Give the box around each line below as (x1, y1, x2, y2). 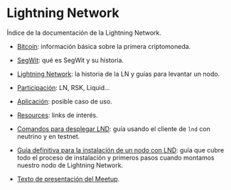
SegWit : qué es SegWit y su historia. (16, 55, 124, 65)
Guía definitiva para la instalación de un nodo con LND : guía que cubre (16, 145, 225, 154)
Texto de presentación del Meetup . (16, 174, 120, 183)
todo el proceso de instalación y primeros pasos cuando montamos (16, 153, 215, 162)
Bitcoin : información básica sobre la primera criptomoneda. (16, 42, 191, 50)
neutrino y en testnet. (16, 132, 80, 140)
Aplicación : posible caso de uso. (16, 97, 113, 106)
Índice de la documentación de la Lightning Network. (6, 28, 161, 37)
